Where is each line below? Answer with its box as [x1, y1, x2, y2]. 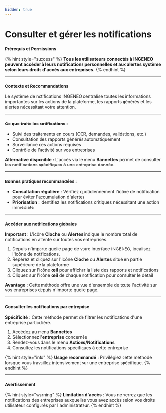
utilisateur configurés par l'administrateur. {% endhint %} [5, 402, 122, 408]
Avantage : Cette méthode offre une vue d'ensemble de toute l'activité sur [5, 282, 157, 288]
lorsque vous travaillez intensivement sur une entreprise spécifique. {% [5, 359, 151, 366]
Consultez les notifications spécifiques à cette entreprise [12, 344, 128, 351]
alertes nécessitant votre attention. [5, 104, 76, 110]
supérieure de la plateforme [12, 262, 69, 268]
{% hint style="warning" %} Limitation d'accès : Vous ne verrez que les [5, 391, 152, 398]
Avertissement [5, 381, 36, 387]
